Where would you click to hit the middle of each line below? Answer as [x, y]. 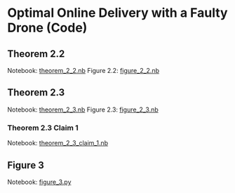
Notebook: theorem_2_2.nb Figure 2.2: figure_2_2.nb [83, 71]
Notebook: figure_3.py [39, 182]
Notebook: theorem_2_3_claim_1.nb [58, 143]
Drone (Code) [47, 28]
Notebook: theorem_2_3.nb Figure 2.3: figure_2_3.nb [83, 109]
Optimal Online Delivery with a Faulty [117, 13]
